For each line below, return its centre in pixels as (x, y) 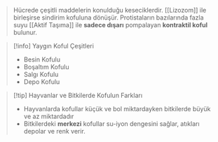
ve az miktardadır (49, 116)
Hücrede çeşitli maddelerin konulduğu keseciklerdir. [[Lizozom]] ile (110, 10)
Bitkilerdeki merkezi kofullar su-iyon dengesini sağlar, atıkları (112, 124)
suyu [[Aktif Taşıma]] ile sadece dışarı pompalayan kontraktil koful (110, 25)
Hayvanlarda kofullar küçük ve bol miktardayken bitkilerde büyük (117, 109)
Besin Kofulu (42, 59)
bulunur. (25, 32)
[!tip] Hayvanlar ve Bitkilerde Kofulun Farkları (78, 95)
